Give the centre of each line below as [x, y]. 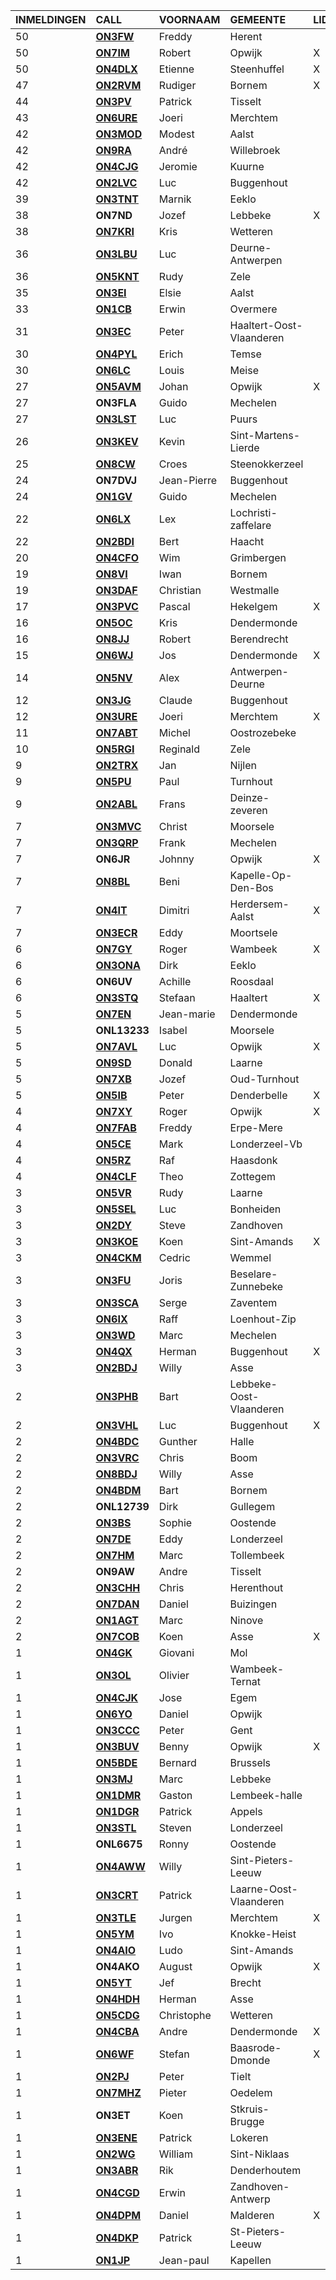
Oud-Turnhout [264, 1079]
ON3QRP [117, 842]
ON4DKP [117, 2237]
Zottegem [252, 1176]
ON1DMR [118, 1795]
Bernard [177, 1762]
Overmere [253, 309]
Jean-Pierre [188, 480]
